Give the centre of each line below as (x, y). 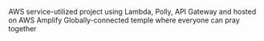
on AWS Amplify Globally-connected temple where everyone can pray (124, 20)
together (22, 29)
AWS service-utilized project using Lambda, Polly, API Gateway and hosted (132, 12)
